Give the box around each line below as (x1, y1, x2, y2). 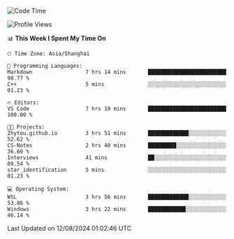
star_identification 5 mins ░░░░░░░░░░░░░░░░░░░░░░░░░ (7, 166, 227, 173)
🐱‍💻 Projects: (7, 124, 45, 131)
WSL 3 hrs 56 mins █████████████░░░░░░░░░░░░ (7, 194, 227, 201)
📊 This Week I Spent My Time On (7, 34, 106, 42)
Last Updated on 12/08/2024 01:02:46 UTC (7, 224, 132, 232)
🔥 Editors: (7, 99, 40, 106)
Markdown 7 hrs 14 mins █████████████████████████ (7, 68, 227, 75)
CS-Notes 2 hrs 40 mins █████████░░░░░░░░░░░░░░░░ (7, 142, 227, 149)
